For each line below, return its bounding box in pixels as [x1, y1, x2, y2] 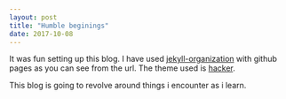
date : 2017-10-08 [9, 29, 74, 38]
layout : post [9, 12, 58, 22]
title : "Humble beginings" [9, 21, 109, 30]
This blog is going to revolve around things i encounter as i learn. [9, 80, 247, 91]
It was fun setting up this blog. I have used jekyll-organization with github [9, 54, 278, 65]
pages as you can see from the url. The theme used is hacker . [9, 63, 235, 73]
